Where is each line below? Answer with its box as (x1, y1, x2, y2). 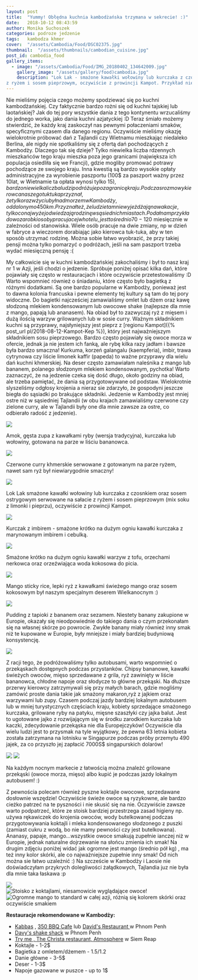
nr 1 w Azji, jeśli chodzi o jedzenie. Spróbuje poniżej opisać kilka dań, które (6, 265, 187, 272)
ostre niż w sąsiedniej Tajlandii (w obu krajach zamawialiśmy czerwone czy (6, 397, 189, 404)
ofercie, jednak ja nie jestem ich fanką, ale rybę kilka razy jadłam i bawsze (6, 341, 186, 347)
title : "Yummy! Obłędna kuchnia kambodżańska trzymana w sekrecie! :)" (6, 14, 189, 20)
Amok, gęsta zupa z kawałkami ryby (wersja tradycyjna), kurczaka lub (6, 432, 176, 439)
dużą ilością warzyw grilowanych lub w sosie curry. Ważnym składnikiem (6, 315, 184, 322)
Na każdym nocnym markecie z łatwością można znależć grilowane (6, 764, 171, 771)
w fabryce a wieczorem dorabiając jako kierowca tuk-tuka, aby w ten (6, 228, 173, 235)
